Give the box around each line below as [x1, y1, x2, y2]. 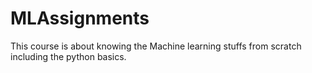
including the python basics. [10, 50, 127, 62]
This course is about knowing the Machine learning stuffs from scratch [10, 40, 302, 52]
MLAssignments [10, 7, 150, 30]
